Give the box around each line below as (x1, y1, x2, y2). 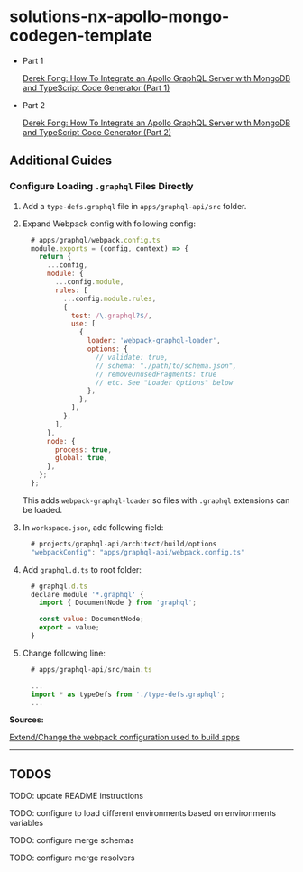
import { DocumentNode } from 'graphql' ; (39, 598, 197, 608)
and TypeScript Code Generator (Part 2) (22, 126, 172, 137)
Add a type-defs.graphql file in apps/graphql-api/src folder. (22, 200, 247, 211)
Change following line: (22, 647, 106, 658)
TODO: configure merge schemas (9, 835, 134, 846)
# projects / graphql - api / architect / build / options (31, 539, 217, 548)
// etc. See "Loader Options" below (95, 378, 234, 387)
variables (9, 818, 43, 829)
